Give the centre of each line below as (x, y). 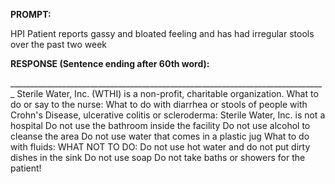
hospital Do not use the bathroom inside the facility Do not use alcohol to (160, 125)
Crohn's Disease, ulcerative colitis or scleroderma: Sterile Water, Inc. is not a (168, 115)
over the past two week (59, 44)
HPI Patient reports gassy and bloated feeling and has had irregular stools (162, 33)
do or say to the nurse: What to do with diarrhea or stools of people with (159, 104)
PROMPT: (31, 14)
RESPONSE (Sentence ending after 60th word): (110, 63)
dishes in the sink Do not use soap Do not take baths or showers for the (158, 157)
